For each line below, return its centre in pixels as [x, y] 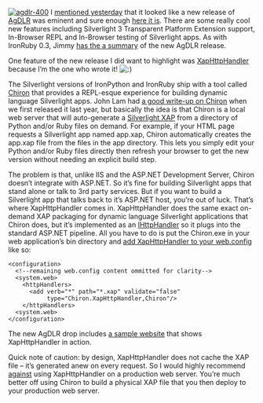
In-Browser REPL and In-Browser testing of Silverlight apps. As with [118, 37]
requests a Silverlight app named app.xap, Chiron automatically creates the [130, 134]
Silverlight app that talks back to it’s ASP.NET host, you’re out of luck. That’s [131, 200]
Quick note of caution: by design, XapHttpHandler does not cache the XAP [129, 357]
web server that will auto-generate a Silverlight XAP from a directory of [123, 117]
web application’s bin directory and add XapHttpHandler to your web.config [130, 241]
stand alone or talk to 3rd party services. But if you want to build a [115, 191]
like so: [20, 250]
